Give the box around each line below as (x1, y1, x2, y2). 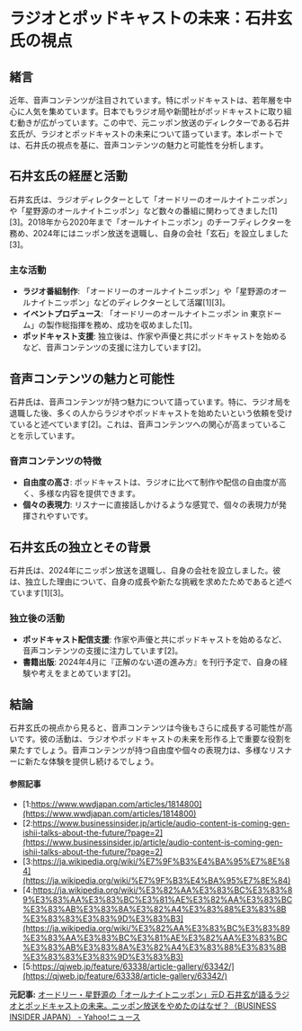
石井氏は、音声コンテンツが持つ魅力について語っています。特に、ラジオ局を (9, 396, 291, 407)
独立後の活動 (9, 612, 66, 625)
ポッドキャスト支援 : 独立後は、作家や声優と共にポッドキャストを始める (22, 331, 288, 342)
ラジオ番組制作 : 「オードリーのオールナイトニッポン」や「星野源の (22, 286, 271, 297)
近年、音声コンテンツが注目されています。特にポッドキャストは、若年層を (9, 95, 285, 105)
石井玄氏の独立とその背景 (9, 539, 151, 555)
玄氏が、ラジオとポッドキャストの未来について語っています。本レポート (9, 129, 276, 139)
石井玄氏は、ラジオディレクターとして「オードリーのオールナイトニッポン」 (9, 194, 292, 205)
